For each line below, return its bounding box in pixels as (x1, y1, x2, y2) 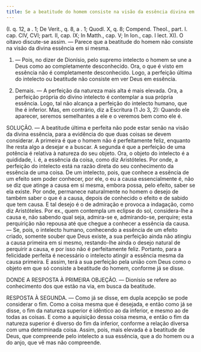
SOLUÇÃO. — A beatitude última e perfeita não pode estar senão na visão (6, 124, 189, 131)
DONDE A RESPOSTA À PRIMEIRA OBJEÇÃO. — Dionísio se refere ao (6, 276, 177, 283)
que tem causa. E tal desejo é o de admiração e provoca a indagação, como (6, 201, 194, 208)
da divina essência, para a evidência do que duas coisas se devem (6, 130, 172, 138)
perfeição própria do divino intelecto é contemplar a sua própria (14, 93, 173, 100)
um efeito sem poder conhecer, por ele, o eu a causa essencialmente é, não (6, 175, 194, 182)
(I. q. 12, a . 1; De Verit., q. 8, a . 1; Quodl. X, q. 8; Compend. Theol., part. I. (6, 25, 188, 32)
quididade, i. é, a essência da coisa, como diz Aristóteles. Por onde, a (6, 156, 178, 163)
